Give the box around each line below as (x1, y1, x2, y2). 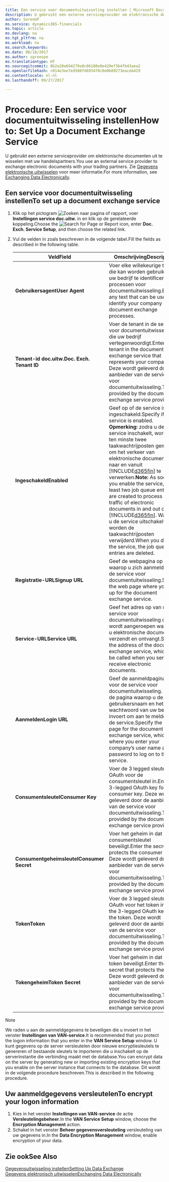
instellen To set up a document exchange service (5, 197, 160, 205)
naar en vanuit (109, 461, 143, 468)
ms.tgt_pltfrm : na (5, 36, 44, 41)
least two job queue (109, 486, 156, 493)
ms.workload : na (5, 40, 39, 45)
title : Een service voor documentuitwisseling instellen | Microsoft (5, 7, 154, 13)
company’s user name (109, 744, 161, 751)
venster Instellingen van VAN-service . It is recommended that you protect (5, 1032, 159, 1038)
